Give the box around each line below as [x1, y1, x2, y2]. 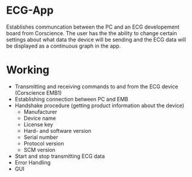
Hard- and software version [23, 127, 92, 134]
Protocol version [23, 139, 64, 147]
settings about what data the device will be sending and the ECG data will [6, 36, 186, 43]
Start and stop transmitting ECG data [14, 153, 105, 160]
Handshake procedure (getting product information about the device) [14, 102, 184, 109]
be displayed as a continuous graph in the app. [6, 42, 121, 49]
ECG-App [6, 4, 54, 17]
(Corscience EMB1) [14, 89, 62, 96]
